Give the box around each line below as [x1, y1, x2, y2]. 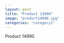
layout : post [5, 7, 32, 12]
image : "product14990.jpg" [5, 16, 60, 21]
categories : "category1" [5, 20, 55, 25]
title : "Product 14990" [5, 11, 53, 16]
